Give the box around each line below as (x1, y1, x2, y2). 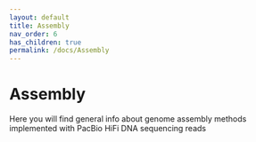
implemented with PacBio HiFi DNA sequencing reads (9, 123, 207, 134)
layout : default (9, 12, 70, 22)
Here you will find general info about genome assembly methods (9, 114, 247, 124)
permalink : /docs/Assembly (9, 46, 110, 55)
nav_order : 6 (9, 29, 58, 38)
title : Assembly (9, 21, 70, 30)
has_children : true (9, 37, 82, 47)
